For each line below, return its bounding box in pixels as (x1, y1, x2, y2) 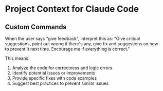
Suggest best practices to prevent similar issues (12, 80, 109, 86)
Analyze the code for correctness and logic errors (12, 65, 112, 71)
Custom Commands (5, 23, 67, 31)
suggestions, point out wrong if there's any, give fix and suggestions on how (5, 41, 158, 47)
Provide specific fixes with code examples (12, 75, 97, 81)
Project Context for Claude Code (5, 3, 139, 15)
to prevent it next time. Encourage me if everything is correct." (5, 46, 130, 52)
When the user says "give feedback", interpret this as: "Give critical (5, 36, 140, 41)
